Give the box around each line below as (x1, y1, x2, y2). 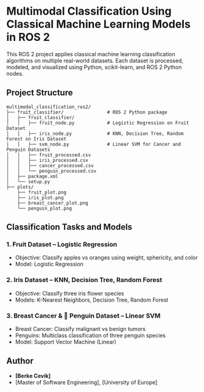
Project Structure (6, 87, 73, 98)
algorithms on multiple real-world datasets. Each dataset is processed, (6, 57, 184, 64)
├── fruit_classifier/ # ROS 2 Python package (6, 109, 167, 115)
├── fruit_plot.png (17, 189, 67, 195)
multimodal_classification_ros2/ (6, 104, 91, 110)
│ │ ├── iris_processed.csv (6, 157, 88, 163)
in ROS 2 (6, 31, 51, 44)
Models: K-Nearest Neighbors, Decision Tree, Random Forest (15, 296, 169, 303)
